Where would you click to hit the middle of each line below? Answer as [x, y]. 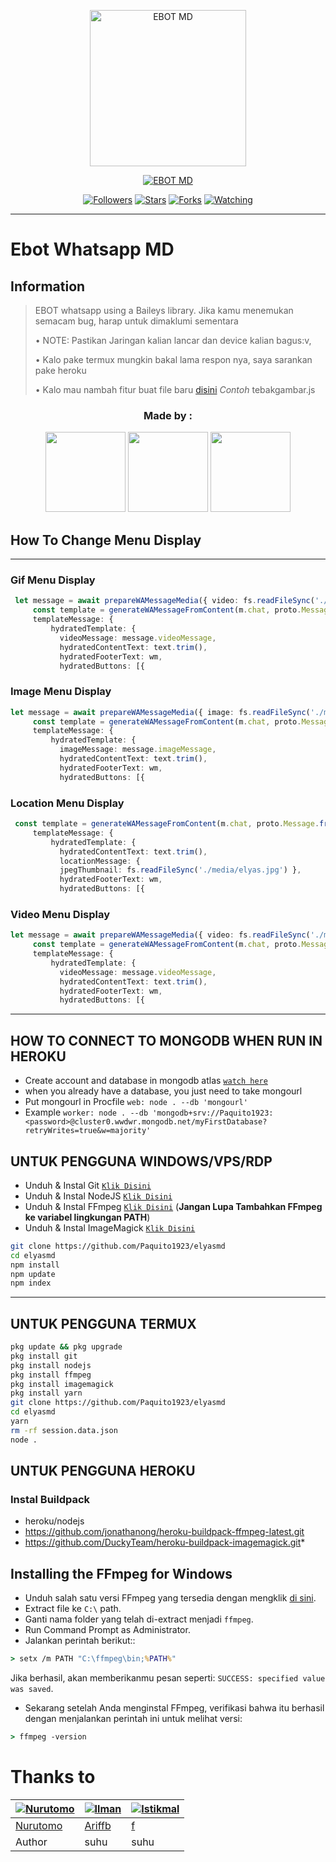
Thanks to [53, 1777]
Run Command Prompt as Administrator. [107, 1630]
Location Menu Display [67, 803]
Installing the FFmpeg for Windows [121, 1573]
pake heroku [60, 370]
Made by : [168, 415]
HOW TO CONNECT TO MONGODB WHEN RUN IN [166, 1040]
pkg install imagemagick [62, 1384]
